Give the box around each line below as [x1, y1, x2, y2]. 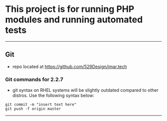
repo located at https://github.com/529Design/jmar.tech [12, 63, 127, 69]
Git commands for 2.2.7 [5, 76, 64, 83]
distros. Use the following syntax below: [12, 93, 94, 99]
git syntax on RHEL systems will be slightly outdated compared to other [12, 87, 159, 93]
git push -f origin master [5, 107, 61, 112]
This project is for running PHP [5, 3, 135, 15]
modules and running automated [5, 14, 143, 25]
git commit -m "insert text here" [5, 102, 77, 107]
